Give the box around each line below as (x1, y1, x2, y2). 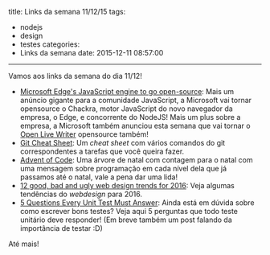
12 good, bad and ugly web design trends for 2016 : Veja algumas (19, 181, 235, 190)
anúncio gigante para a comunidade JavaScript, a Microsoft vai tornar (19, 96, 252, 105)
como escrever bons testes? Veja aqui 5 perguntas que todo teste (19, 207, 239, 216)
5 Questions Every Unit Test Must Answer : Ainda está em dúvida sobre (19, 198, 255, 208)
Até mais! (8, 239, 39, 249)
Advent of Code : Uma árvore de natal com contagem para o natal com (19, 155, 253, 164)
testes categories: (19, 39, 80, 49)
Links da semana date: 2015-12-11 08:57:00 (19, 48, 164, 57)
